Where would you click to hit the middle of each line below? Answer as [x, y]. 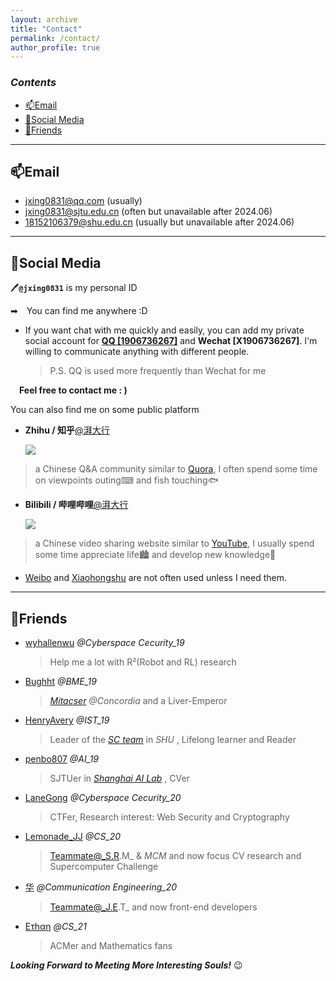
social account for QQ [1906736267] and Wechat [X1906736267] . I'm [171, 341]
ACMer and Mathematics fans [111, 945]
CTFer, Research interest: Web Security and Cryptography [169, 817]
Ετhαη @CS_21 [55, 926]
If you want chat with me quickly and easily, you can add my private [164, 330]
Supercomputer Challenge [104, 866]
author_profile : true [55, 47]
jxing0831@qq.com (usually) [83, 201]
